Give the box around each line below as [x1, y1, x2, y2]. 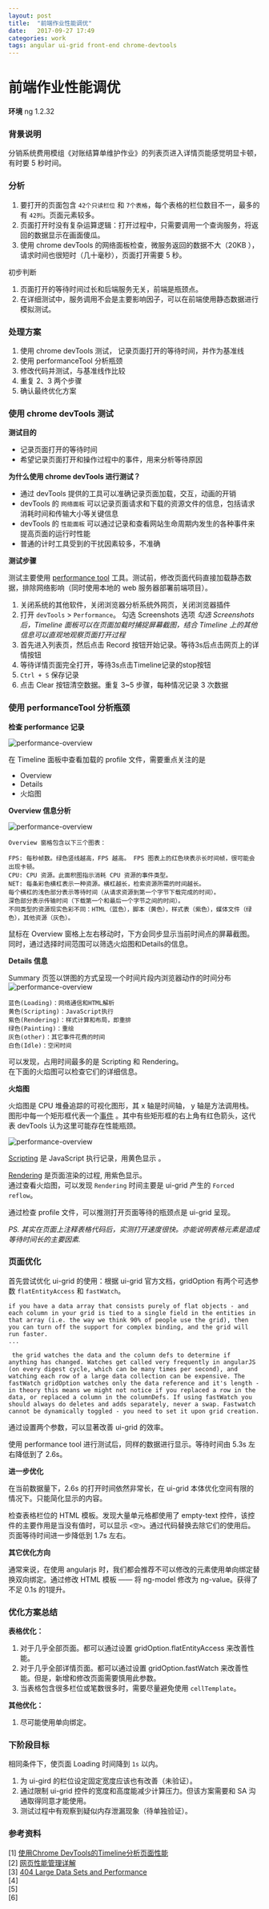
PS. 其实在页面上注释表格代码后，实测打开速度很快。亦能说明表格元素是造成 [8, 1224, 260, 1234]
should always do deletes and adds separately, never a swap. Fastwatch [8, 1400, 256, 1408]
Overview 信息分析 [8, 805, 71, 815]
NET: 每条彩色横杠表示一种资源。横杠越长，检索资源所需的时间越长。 [8, 879, 206, 888]
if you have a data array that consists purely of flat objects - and [8, 1302, 249, 1310]
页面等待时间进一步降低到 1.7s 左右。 [8, 1530, 130, 1540]
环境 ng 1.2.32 [8, 107, 54, 116]
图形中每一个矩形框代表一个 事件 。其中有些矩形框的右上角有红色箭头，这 [8, 1111, 249, 1120]
